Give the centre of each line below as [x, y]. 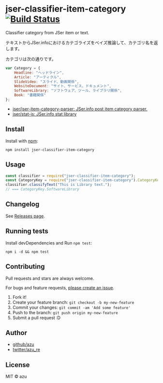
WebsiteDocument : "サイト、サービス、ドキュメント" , [63, 86]
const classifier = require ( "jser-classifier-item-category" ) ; [71, 176]
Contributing [25, 267]
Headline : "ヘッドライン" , [39, 73]
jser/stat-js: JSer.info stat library [44, 114]
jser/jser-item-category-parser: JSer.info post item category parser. [80, 109]
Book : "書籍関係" [30, 95]
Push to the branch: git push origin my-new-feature [65, 312]
